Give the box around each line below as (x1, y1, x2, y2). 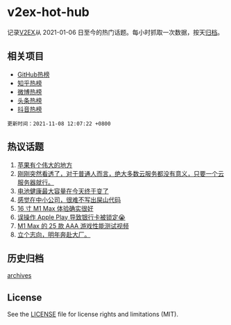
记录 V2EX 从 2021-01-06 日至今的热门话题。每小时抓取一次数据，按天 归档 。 (7, 28, 224, 36)
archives (7, 271, 32, 280)
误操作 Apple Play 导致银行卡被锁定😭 (17, 213, 126, 221)
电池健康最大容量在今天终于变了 (17, 187, 109, 195)
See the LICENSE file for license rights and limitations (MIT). (7, 310, 179, 319)
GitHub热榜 (17, 70, 50, 79)
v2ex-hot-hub (7, 4, 90, 20)
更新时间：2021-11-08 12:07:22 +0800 (7, 120, 111, 127)
